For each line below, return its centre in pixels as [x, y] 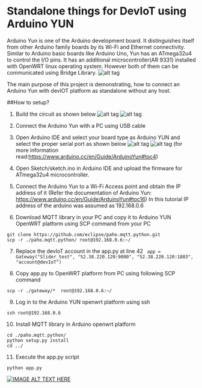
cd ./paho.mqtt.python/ [37, 335]
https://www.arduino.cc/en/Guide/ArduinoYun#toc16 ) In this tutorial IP [102, 199]
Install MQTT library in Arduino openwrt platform [75, 324]
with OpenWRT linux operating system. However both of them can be [93, 66]
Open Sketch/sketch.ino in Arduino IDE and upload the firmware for [99, 168]
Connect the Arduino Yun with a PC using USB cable [81, 125]
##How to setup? [28, 102]
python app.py [25, 368]
